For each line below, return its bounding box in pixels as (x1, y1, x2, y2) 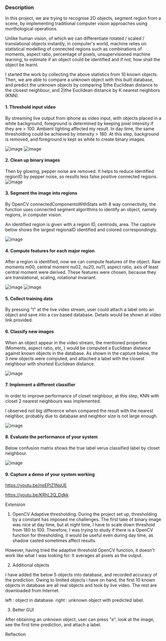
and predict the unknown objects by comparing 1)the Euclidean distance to (5, 82, 158, 88)
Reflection (5, 632, 26, 638)
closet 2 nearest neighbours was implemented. (5, 398, 101, 404)
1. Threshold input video (5, 104, 56, 110)
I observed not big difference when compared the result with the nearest (5, 407, 154, 413)
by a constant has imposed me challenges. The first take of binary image (12, 516, 162, 523)
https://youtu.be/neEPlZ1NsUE (5, 482, 67, 488)
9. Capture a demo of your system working (5, 471, 95, 477)
